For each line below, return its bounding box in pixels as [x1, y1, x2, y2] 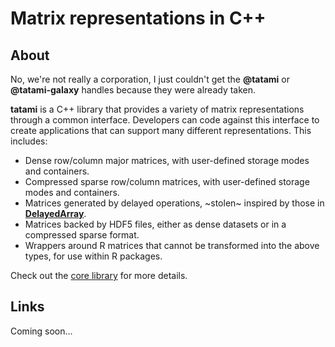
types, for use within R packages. [24, 250, 163, 262]
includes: [10, 135, 48, 147]
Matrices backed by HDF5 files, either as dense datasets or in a [24, 218, 287, 230]
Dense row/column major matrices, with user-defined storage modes [24, 155, 310, 166]
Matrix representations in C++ [10, 7, 267, 30]
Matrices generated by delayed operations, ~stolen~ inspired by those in [24, 197, 325, 209]
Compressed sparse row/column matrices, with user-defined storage [24, 176, 310, 187]
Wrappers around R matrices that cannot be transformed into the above [24, 240, 320, 251]
